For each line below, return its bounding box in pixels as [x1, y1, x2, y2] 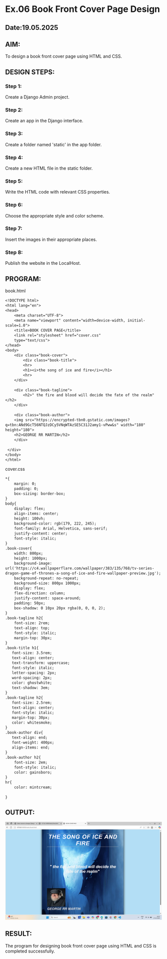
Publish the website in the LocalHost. [5, 260, 81, 266]
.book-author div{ [5, 730, 43, 735]
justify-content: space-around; [14, 596, 81, 601]
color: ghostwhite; [11, 680, 52, 685]
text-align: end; [11, 735, 48, 740]
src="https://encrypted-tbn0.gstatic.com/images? [25, 417, 130, 423]
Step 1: [5, 83, 22, 90]
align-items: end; [11, 745, 50, 750]
